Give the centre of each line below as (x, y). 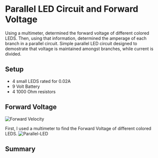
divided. (13, 54)
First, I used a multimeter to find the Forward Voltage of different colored (78, 128)
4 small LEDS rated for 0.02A (41, 81)
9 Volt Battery (26, 86)
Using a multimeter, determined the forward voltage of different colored (77, 33)
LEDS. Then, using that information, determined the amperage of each (76, 38)
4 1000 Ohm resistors (34, 91)
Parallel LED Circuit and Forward (72, 9)
